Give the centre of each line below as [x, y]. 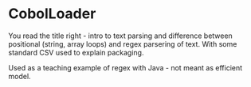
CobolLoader [52, 14]
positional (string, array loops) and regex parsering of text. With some [123, 43]
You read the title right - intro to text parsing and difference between [120, 36]
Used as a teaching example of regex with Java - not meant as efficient [125, 67]
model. [20, 76]
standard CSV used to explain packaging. [76, 52]
